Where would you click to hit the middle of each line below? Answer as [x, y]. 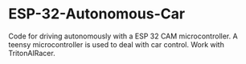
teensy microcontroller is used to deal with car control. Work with [117, 44]
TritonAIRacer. [32, 53]
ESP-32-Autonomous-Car [97, 14]
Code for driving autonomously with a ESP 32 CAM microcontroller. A [123, 36]
